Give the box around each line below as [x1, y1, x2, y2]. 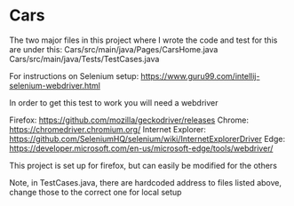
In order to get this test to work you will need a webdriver [9, 97, 219, 107]
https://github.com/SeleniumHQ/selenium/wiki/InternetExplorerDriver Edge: [9, 133, 286, 144]
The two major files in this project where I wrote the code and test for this [9, 35, 278, 45]
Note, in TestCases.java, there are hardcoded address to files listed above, [9, 177, 282, 187]
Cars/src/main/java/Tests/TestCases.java [9, 53, 160, 64]
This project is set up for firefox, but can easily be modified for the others [9, 160, 278, 170]
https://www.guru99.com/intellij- [140, 70, 260, 81]
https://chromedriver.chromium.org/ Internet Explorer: [9, 123, 207, 134]
